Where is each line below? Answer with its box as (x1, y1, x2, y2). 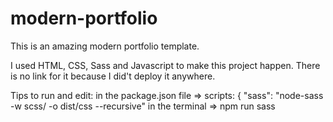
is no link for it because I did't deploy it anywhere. (10, 70, 216, 82)
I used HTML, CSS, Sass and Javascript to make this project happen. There (10, 59, 321, 71)
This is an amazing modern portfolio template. (10, 40, 200, 52)
